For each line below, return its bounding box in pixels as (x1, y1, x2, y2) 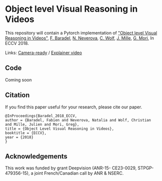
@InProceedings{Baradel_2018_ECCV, (5, 113, 77, 118)
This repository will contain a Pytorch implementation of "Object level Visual (5, 30, 157, 36)
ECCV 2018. (5, 40, 29, 46)
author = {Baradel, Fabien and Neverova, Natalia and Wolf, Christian (5, 118, 151, 122)
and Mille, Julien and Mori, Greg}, (5, 122, 79, 127)
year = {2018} (5, 135, 34, 140)
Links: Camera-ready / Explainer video (5, 50, 82, 56)
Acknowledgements (5, 152, 68, 161)
